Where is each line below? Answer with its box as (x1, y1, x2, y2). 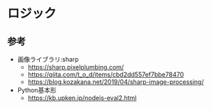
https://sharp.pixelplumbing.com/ (27, 63, 124, 71)
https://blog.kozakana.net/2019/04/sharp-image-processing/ (27, 78, 204, 86)
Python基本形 (17, 86, 57, 94)
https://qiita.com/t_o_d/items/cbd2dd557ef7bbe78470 (27, 70, 184, 78)
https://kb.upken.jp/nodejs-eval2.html (27, 94, 137, 102)
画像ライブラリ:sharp (17, 56, 79, 63)
